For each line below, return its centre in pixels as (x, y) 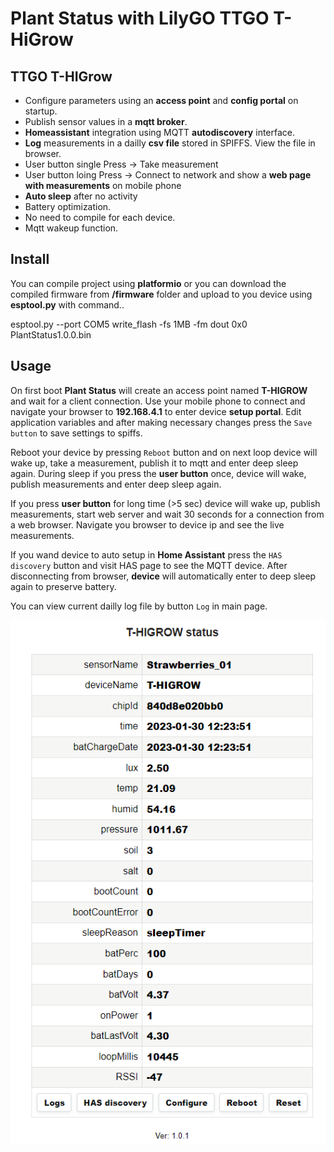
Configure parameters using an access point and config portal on (161, 100)
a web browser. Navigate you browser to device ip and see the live (147, 524)
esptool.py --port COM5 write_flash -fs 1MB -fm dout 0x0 (129, 324)
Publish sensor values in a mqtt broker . (106, 121)
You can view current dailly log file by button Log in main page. (139, 606)
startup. (41, 111)
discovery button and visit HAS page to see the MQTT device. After (149, 565)
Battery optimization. (68, 206)
